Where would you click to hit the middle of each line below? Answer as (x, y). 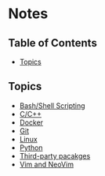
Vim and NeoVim (47, 164)
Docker (31, 122)
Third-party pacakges (55, 155)
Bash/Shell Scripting (52, 105)
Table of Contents (53, 43)
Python (31, 148)
